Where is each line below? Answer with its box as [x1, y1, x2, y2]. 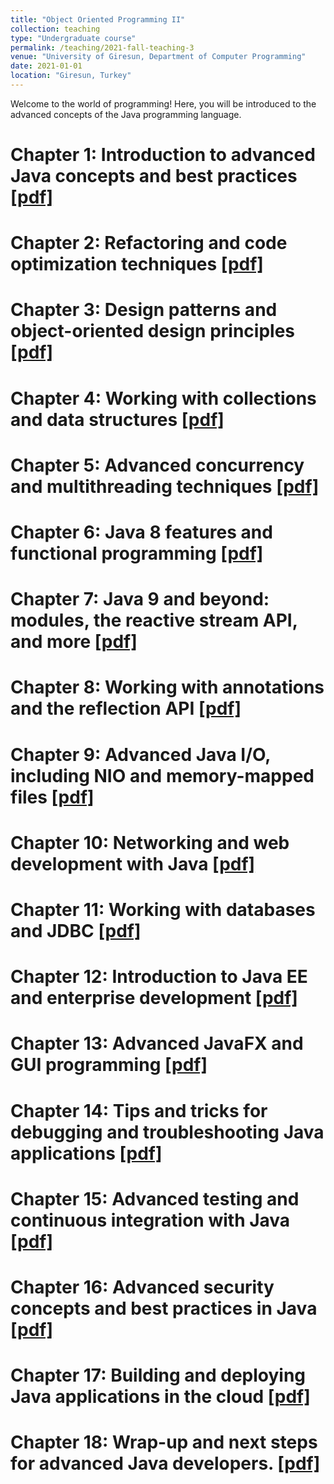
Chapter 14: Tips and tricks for [10, 1099, 268, 1122]
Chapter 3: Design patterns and [10, 299, 278, 321]
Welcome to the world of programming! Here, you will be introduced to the [10, 97, 317, 110]
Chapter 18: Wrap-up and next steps [10, 1431, 318, 1454]
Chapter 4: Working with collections [10, 387, 317, 410]
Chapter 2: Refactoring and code [10, 232, 288, 255]
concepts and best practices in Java [10, 1297, 318, 1320]
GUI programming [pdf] [10, 1054, 208, 1076]
